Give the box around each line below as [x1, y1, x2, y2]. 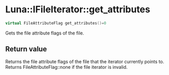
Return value [5, 45, 47, 53]
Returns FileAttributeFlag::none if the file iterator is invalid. [5, 64, 128, 70]
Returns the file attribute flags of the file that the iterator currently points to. [5, 58, 164, 65]
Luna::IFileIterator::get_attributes [5, 4, 151, 15]
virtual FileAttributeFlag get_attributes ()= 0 [5, 21, 107, 26]
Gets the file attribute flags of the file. [5, 30, 84, 36]
